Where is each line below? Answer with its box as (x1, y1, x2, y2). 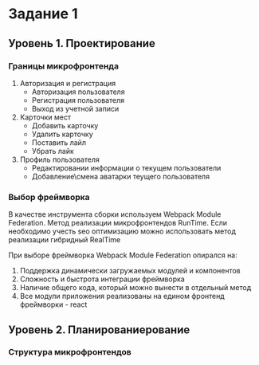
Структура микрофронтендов (8, 347, 131, 358)
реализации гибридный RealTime (8, 235, 121, 245)
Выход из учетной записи (31, 104, 120, 113)
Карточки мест (19, 112, 72, 122)
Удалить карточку (31, 129, 93, 139)
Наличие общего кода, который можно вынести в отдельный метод (19, 283, 252, 292)
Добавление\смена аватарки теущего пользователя (31, 171, 210, 181)
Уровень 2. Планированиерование (8, 323, 190, 336)
